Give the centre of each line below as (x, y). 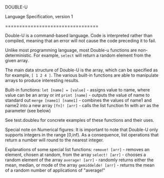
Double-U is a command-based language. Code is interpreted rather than (79, 35)
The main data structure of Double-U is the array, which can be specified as (82, 70)
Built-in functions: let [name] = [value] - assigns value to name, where (78, 90)
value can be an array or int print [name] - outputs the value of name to (77, 95)
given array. (17, 60)
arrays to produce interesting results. (42, 80)
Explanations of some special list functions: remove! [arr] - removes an (77, 149)
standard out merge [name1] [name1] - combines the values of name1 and (79, 100)
